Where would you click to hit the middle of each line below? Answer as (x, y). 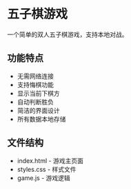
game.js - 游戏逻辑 (43, 178)
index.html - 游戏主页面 (50, 160)
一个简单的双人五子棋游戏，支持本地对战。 (68, 34)
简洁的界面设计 (38, 110)
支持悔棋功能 (35, 85)
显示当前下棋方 (38, 93)
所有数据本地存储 (41, 119)
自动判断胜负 (35, 102)
